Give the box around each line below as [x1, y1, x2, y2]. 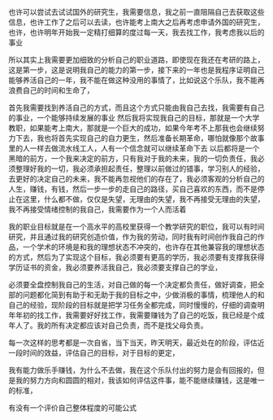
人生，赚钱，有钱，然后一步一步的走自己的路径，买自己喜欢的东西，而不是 [8, 184, 258, 194]
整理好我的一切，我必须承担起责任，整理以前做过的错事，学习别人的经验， [15, 164, 265, 173]
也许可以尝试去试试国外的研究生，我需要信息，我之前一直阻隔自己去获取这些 [8, 7, 265, 16]
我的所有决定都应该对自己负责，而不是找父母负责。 [36, 321, 208, 330]
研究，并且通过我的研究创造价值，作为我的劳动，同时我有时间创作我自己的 [8, 232, 258, 242]
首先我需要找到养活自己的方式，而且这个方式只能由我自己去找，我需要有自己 [8, 103, 265, 112]
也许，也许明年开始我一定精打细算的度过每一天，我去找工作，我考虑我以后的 [8, 28, 265, 37]
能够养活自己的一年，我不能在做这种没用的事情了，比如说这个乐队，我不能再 [8, 76, 265, 85]
